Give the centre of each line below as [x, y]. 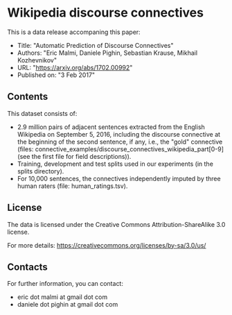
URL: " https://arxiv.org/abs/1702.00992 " [75, 67]
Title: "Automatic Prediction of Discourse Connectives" [96, 45]
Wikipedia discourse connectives [106, 13]
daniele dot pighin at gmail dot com [68, 305]
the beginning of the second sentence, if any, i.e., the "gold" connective [120, 142]
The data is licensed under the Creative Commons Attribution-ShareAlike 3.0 [116, 224]
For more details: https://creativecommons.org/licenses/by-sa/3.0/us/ [107, 245]
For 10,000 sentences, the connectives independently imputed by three [119, 178]
